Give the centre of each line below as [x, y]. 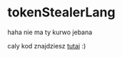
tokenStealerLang [61, 12]
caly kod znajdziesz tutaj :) [47, 46]
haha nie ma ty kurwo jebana [50, 32]
